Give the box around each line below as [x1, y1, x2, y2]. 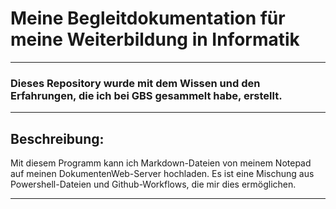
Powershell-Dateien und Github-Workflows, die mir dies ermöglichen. [10, 178, 297, 191]
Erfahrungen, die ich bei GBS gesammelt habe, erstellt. [10, 88, 283, 102]
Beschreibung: [10, 130, 105, 147]
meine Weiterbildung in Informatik [10, 28, 300, 51]
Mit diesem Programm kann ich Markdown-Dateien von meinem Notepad [10, 157, 312, 169]
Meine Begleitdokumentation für [10, 7, 286, 30]
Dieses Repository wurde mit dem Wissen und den [10, 76, 261, 90]
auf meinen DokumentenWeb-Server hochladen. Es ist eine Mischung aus [10, 168, 315, 180]
